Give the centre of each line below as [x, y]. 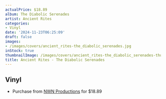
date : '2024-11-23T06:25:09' [35, 32]
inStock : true [20, 50]
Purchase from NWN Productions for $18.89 [57, 92]
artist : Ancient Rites [28, 19]
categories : [17, 23]
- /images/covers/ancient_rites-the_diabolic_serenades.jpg [68, 46]
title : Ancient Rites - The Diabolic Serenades [55, 60]
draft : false [19, 37]
